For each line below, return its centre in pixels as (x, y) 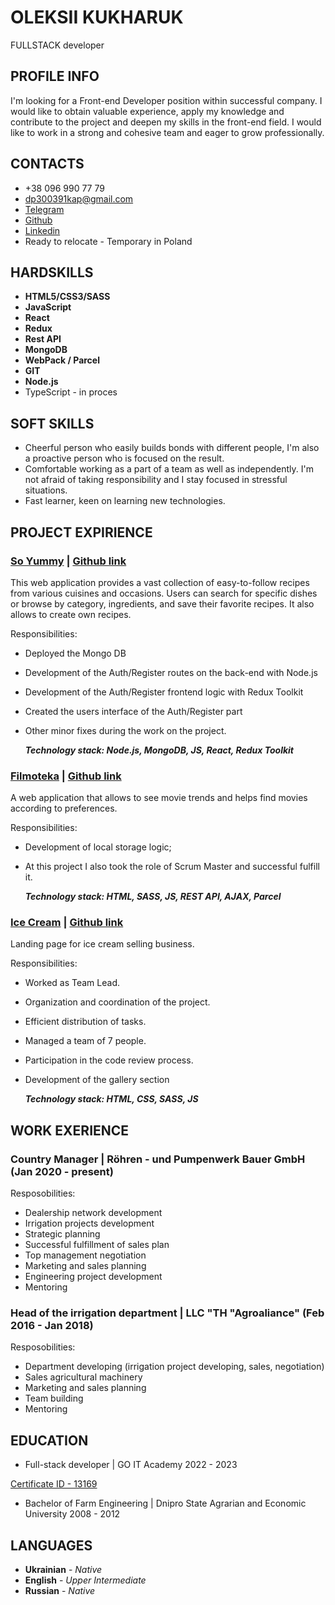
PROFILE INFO (55, 76)
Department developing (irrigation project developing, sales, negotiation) (174, 1367)
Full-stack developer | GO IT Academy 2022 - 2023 (131, 1465)
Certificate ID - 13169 (54, 1484)
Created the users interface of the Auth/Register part (133, 711)
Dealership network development (93, 1213)
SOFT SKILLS (52, 423)
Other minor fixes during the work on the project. (125, 730)
